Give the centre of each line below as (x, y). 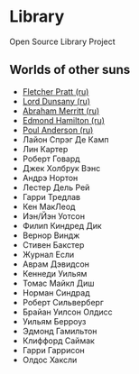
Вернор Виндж (51, 235)
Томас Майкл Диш (58, 283)
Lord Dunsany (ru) (56, 101)
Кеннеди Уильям (55, 273)
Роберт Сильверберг (63, 302)
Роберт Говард (51, 159)
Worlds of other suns (70, 70)
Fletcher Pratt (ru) (56, 91)
